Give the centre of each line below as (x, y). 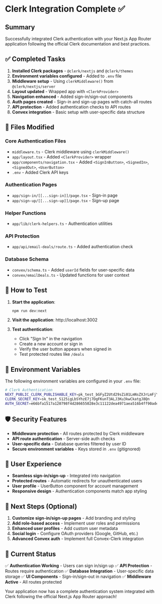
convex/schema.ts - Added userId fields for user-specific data (73, 270)
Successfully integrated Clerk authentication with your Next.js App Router (78, 39)
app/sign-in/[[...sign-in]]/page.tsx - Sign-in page (65, 195)
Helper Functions (26, 213)
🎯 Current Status (31, 554)
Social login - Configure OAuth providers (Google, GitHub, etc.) (75, 534)
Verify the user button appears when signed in (65, 349)
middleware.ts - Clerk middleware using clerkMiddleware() (71, 152)
